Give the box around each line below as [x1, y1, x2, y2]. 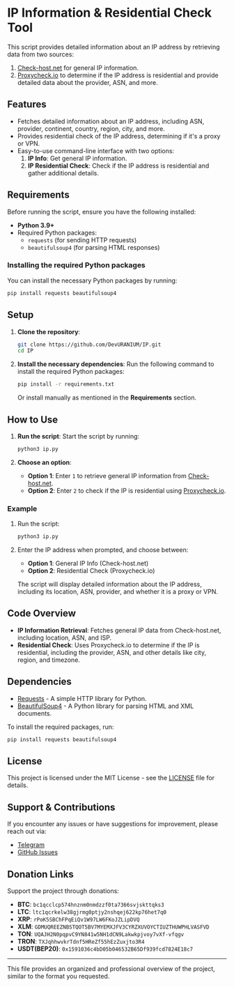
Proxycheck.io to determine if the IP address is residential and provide [17, 71, 219, 79]
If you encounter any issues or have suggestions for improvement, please [7, 820, 218, 828]
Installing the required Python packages [7, 260, 146, 270]
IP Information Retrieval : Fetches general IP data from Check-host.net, [17, 626, 221, 634]
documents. [17, 709, 52, 718]
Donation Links [7, 868, 75, 880]
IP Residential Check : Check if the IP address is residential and [27, 161, 210, 170]
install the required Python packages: [17, 368, 125, 376]
